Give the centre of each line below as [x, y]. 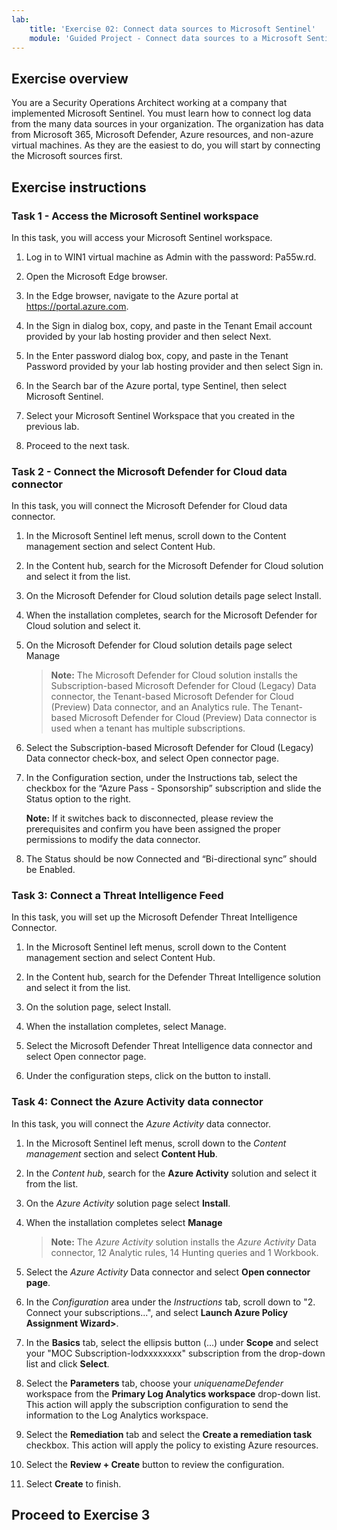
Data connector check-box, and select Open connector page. [152, 758]
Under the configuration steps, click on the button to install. [148, 1076]
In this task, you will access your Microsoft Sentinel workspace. [142, 237]
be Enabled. [50, 870]
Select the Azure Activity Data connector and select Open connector [168, 1272]
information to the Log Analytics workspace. [117, 1415]
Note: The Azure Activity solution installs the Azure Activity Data [183, 1242]
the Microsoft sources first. [67, 156]
